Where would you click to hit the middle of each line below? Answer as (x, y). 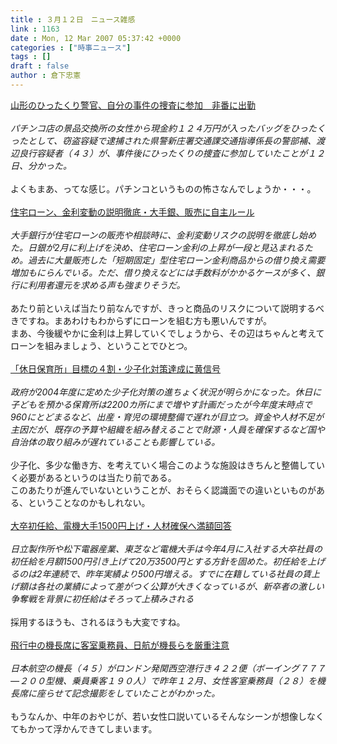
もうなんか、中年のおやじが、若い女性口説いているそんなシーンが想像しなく (167, 716)
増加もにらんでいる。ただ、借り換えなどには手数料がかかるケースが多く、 (163, 272)
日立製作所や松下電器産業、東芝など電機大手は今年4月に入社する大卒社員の (166, 548)
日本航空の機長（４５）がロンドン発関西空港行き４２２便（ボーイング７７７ (168, 668)
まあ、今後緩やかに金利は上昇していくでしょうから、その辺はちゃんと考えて (167, 333)
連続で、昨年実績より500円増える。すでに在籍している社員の (176, 573)
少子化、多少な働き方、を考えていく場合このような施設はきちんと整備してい (167, 465)
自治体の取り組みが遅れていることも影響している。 (115, 442)
